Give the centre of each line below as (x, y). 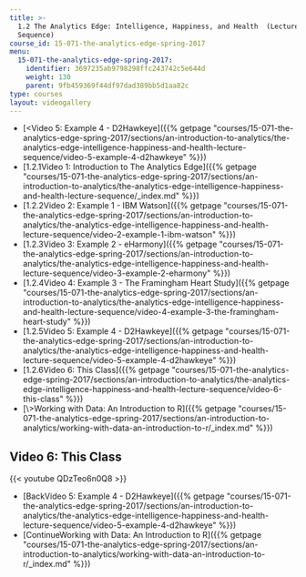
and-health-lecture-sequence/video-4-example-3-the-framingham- (151, 312)
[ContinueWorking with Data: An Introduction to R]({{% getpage (142, 535)
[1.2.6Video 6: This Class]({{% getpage (96, 370)
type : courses (36, 94)
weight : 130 (48, 77)
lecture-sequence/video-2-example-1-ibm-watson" (119, 235)
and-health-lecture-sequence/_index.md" (101, 196)
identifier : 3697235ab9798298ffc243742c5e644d (116, 69)
